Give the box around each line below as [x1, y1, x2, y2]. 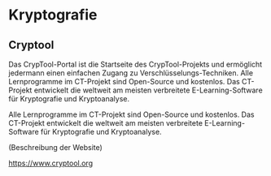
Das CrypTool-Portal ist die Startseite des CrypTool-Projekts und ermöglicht [8, 59, 263, 69]
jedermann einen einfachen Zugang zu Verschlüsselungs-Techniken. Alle [8, 68, 254, 78]
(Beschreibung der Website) [8, 143, 103, 152]
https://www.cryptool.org [8, 158, 94, 168]
